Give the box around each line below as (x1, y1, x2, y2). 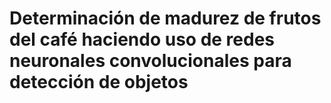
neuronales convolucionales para (9, 50, 292, 72)
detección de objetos (9, 71, 189, 94)
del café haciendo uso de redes (9, 28, 276, 51)
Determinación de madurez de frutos (9, 7, 322, 30)
